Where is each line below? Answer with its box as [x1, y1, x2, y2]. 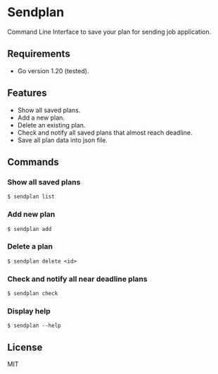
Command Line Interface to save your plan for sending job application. [7, 27, 212, 36]
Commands [7, 156, 60, 168]
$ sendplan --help [7, 322, 61, 330]
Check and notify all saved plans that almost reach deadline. [17, 128, 193, 137]
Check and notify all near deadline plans [7, 274, 148, 284]
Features [7, 87, 47, 99]
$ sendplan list [7, 193, 55, 201]
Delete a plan [7, 242, 53, 251]
